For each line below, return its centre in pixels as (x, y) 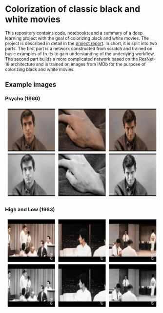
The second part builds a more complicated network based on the (71, 59)
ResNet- (147, 59)
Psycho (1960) (23, 99)
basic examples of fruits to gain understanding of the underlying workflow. (80, 54)
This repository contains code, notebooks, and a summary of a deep (74, 33)
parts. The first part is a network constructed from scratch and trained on (79, 48)
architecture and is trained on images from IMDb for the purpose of (78, 64)
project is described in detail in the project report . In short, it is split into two (81, 43)
